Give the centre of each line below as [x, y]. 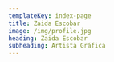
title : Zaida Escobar [45, 23]
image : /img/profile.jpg [50, 31]
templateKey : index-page [50, 16]
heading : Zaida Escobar [48, 38]
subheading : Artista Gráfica [57, 46]
